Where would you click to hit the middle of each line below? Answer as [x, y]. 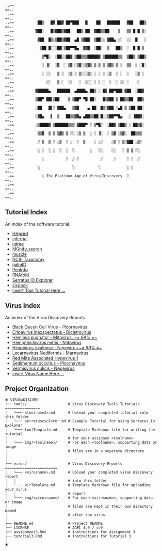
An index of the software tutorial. [38, 224]
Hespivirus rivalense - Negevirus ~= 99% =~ [57, 347]
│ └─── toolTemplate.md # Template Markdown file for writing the [80, 430]
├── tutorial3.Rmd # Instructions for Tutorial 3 [68, 536]
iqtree [18, 244]
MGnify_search [27, 249]
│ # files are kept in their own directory [79, 507]
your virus [16, 490]
